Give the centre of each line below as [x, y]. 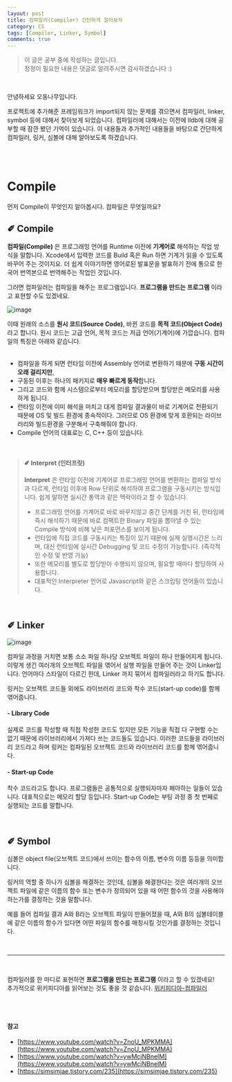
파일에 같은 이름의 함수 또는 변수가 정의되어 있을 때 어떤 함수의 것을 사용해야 [122, 891]
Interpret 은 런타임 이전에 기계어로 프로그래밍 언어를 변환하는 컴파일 [116, 480]
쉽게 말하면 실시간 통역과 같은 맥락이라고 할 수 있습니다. [114, 497]
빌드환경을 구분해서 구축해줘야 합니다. [87, 424]
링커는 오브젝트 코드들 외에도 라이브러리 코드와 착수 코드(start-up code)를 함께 [114, 688]
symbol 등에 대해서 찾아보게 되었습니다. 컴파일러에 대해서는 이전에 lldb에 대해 [112, 120]
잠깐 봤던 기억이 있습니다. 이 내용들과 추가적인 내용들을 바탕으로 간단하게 [125, 129]
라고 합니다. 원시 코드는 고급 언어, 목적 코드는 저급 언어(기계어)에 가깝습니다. [109, 332]
